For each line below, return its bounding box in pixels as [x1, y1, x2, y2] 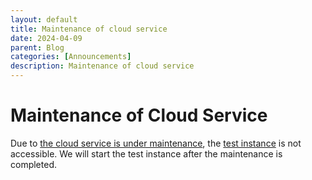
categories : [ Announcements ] [10, 52, 132, 62]
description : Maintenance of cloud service [10, 61, 195, 71]
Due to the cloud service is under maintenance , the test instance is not [10, 137, 302, 149]
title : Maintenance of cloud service [10, 24, 168, 34]
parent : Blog [10, 42, 65, 53]
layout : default [10, 14, 78, 25]
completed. [10, 158, 57, 170]
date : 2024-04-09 [10, 33, 83, 43]
